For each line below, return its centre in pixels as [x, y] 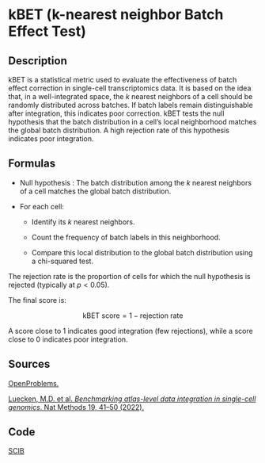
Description [38, 61]
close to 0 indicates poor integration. [68, 339]
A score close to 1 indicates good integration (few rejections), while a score [131, 331]
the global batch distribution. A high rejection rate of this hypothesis [119, 130]
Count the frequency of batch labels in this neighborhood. [126, 237]
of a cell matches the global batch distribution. [95, 191]
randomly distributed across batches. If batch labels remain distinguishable [131, 105]
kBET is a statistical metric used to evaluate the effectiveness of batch [123, 80]
